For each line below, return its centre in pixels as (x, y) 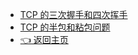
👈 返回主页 (44, 39)
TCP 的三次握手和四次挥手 (73, 14)
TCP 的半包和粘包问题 (65, 27)
